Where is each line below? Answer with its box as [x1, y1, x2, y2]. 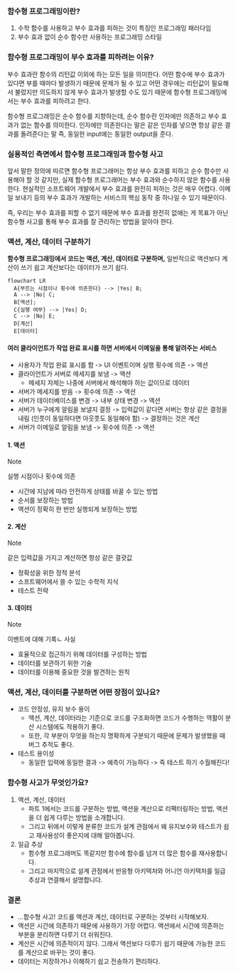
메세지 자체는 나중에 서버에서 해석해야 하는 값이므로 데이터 [28, 379, 190, 387]
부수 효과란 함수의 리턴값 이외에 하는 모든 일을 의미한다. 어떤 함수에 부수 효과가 [7, 70, 225, 78]
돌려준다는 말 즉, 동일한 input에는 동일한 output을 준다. [20, 130, 173, 138]
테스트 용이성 [17, 749, 55, 758]
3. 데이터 [7, 604, 32, 612]
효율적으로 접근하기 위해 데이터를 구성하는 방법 [17, 650, 147, 658]
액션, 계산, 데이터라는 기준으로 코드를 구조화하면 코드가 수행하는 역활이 [28, 714, 224, 722]
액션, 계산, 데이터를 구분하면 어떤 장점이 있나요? [7, 687, 161, 697]
